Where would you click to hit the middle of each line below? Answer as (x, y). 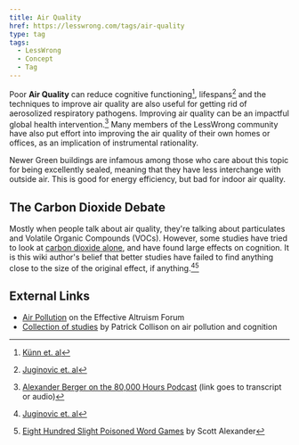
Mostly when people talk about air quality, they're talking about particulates (147, 229)
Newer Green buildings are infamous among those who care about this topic (149, 161)
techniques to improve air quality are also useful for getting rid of (128, 103)
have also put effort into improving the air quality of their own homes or (140, 134)
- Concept (35, 59)
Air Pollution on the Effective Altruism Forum (103, 317)
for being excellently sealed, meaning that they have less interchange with (145, 169)
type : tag (28, 34)
